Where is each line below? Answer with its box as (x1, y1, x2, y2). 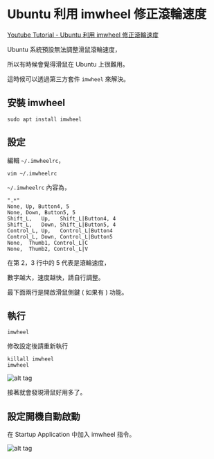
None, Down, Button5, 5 (7, 209, 76, 216)
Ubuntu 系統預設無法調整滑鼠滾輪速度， (7, 45, 121, 53)
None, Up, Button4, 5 (7, 202, 70, 210)
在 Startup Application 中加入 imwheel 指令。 (7, 431, 136, 439)
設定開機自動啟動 (7, 410, 80, 422)
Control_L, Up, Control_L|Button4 (7, 227, 113, 234)
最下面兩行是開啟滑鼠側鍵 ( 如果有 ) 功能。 (7, 288, 128, 296)
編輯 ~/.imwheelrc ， (7, 156, 64, 164)
